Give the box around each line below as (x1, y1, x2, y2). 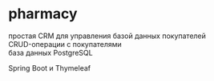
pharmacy (8, 5, 78, 23)
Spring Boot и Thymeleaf (8, 63, 91, 72)
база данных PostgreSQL (8, 48, 94, 57)
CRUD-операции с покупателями (8, 39, 122, 48)
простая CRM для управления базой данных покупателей (8, 31, 207, 40)
